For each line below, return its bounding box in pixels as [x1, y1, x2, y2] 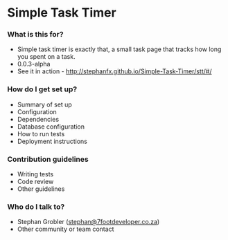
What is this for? [7, 30, 64, 39]
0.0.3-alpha [17, 60, 51, 68]
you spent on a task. [17, 53, 76, 61]
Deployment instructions [17, 137, 88, 145]
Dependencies [17, 115, 60, 123]
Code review [17, 178, 54, 186]
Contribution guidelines [7, 154, 89, 164]
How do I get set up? [7, 84, 78, 94]
